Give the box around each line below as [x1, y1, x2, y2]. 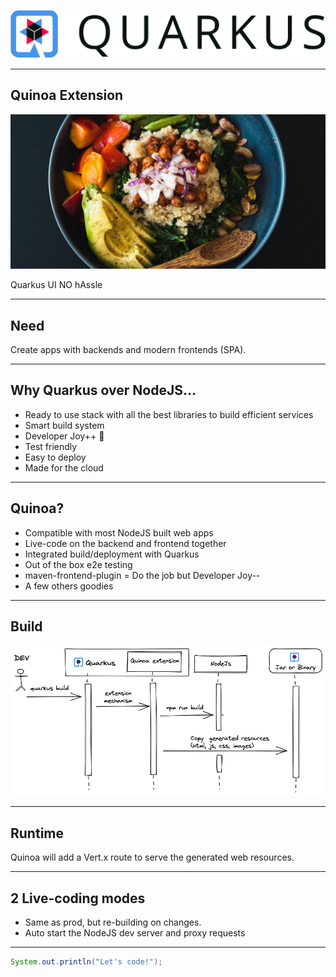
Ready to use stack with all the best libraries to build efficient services [24, 408, 314, 420]
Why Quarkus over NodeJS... [10, 382, 197, 399]
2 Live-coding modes [10, 890, 146, 907]
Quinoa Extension [10, 87, 124, 104]
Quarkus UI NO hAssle [10, 279, 103, 291]
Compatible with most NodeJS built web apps [24, 526, 214, 539]
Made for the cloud [24, 461, 104, 474]
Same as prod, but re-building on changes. [24, 916, 202, 928]
